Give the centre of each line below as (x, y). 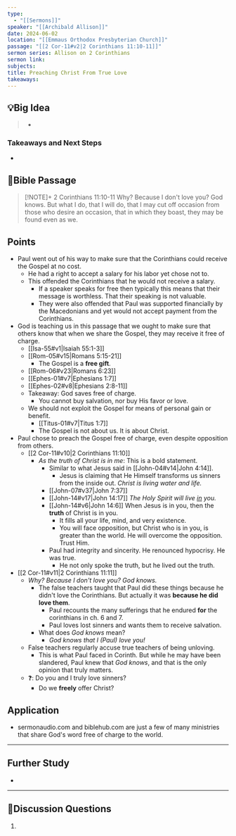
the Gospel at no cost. (50, 266)
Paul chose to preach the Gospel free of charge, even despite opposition (123, 438)
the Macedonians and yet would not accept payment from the (128, 311)
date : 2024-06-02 (33, 33)
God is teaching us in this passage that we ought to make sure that (114, 326)
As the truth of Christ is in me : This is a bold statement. (118, 461)
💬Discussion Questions (59, 809)
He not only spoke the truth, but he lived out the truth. (137, 565)
